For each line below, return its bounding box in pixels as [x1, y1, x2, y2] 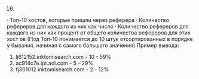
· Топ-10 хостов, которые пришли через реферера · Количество [7, 17, 170, 23]
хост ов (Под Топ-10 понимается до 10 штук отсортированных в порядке [7, 36, 193, 42]
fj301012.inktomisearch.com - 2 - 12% [15, 66, 109, 73]
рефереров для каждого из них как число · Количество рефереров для [7, 23, 189, 30]
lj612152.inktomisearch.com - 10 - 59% [15, 53, 112, 60]
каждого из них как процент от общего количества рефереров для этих [7, 29, 191, 36]
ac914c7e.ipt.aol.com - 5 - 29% [15, 59, 94, 67]
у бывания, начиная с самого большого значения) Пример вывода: [7, 42, 179, 49]
